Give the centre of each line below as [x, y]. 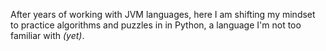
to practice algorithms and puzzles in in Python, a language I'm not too [156, 25]
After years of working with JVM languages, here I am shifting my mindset [163, 14]
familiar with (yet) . [47, 35]
